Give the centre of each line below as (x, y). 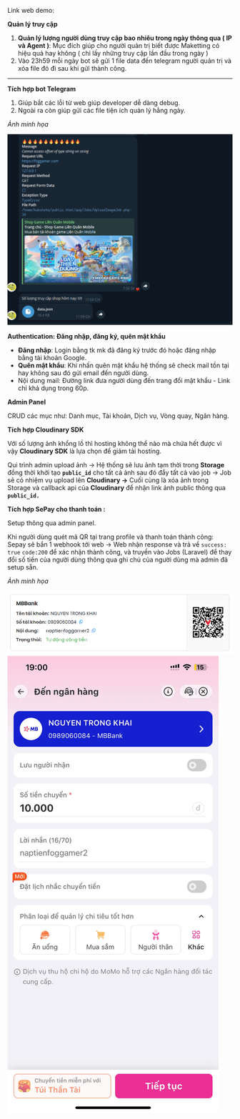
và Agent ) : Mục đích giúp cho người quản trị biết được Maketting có (119, 45)
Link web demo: (31, 10)
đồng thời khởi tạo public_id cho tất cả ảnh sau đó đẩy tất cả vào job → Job (119, 472)
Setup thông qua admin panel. (52, 523)
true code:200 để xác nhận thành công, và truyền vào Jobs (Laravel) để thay (120, 552)
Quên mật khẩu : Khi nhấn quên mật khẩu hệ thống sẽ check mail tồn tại (124, 365)
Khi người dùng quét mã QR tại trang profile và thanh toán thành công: (111, 537)
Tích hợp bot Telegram (42, 89)
